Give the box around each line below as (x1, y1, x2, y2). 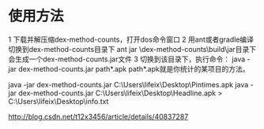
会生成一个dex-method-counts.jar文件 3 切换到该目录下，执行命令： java (8, 54, 246, 64)
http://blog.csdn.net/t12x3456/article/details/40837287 (8, 112, 189, 121)
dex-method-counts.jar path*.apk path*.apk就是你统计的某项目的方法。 (18, 64, 250, 73)
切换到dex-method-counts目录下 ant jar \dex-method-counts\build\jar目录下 (8, 44, 257, 53)
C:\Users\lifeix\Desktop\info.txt (8, 96, 109, 106)
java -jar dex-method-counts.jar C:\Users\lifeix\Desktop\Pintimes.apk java (8, 79, 249, 89)
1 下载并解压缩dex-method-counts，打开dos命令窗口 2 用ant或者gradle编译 (8, 35, 255, 44)
